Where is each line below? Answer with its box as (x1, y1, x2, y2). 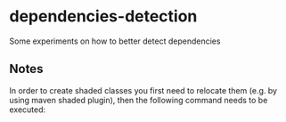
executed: (9, 104, 46, 115)
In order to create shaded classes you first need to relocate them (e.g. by (9, 85, 278, 95)
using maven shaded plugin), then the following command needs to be (9, 94, 268, 105)
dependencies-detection (9, 6, 198, 27)
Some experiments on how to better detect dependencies (9, 36, 221, 46)
